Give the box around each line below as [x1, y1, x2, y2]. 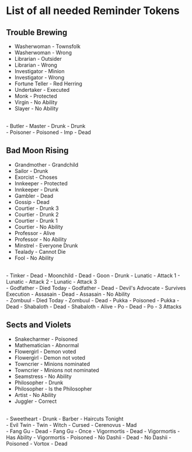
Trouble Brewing [6, 27, 68, 37]
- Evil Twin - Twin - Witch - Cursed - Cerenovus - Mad [6, 421, 137, 428]
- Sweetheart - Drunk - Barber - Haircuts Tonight [6, 415, 124, 422]
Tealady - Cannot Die [14, 248, 66, 255]
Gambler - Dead [14, 192, 54, 199]
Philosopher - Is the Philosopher [14, 385, 92, 392]
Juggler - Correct [14, 398, 57, 405]
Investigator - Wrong [14, 74, 65, 81]
